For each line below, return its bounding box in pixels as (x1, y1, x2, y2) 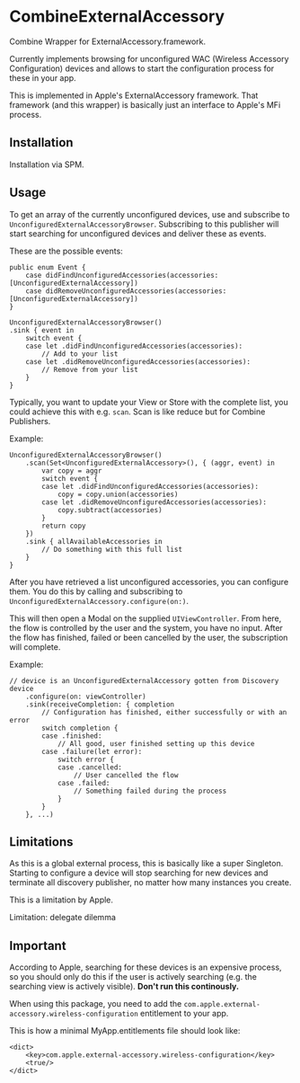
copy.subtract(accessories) (57, 505, 163, 514)
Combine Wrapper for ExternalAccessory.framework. (9, 36, 207, 47)
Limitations (9, 834, 74, 849)
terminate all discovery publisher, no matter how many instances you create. (9, 877, 292, 888)
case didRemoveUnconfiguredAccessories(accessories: (25, 286, 227, 296)
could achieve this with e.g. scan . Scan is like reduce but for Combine (9, 406, 266, 417)
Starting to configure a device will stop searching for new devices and (9, 867, 269, 878)
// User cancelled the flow (73, 770, 179, 779)
